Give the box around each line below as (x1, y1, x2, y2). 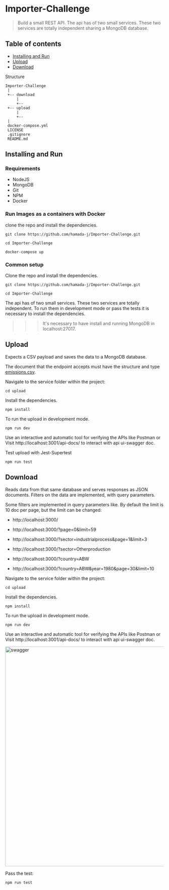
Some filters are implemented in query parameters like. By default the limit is (5, 501, 163, 507)
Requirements (5, 165, 41, 172)
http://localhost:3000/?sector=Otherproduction (12, 546, 111, 552)
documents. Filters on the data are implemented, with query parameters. (5, 492, 155, 498)
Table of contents (5, 40, 61, 48)
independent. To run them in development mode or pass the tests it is (5, 306, 149, 312)
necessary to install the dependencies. (5, 311, 86, 317)
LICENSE (7, 127, 24, 133)
